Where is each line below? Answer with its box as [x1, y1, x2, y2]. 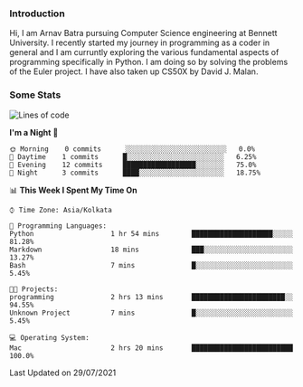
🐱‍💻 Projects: [9, 284, 59, 294]
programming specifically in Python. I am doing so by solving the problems [9, 57, 289, 68]
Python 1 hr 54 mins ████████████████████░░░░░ [9, 229, 294, 238]
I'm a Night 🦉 [9, 127, 59, 137]
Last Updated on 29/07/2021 [9, 367, 117, 378]
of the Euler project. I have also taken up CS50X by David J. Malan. [9, 66, 259, 77]
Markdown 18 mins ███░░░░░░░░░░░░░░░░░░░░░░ [9, 245, 294, 254]
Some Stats [9, 89, 62, 101]
